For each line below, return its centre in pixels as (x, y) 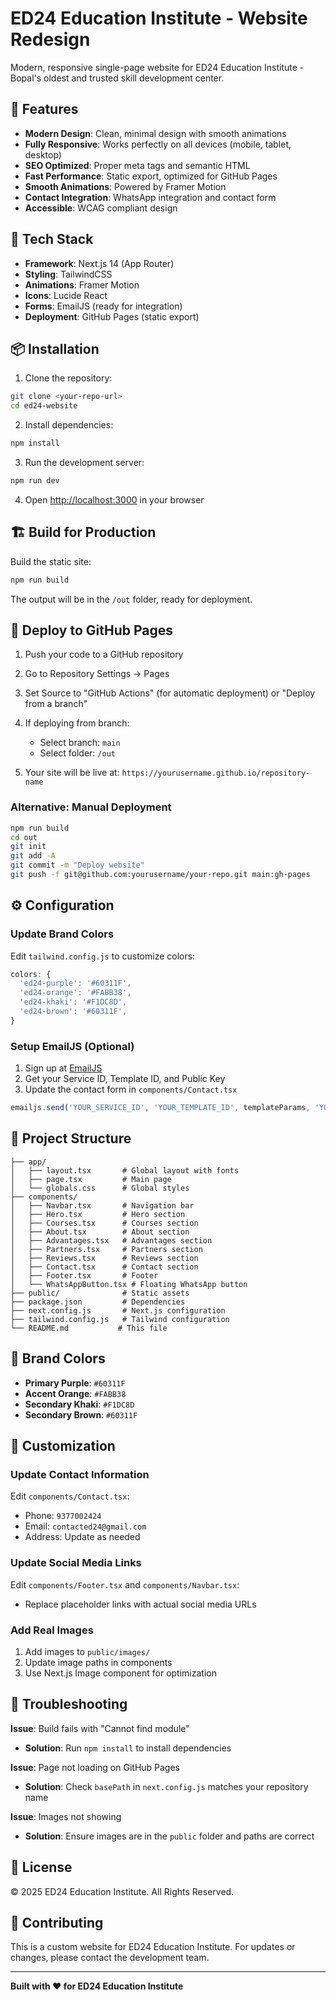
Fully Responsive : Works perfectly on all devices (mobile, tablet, (158, 144)
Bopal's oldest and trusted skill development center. (117, 78)
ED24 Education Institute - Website (159, 18)
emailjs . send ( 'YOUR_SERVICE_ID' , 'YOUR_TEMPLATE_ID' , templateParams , (160, 1108)
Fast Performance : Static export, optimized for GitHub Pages (151, 176)
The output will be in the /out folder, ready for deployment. (131, 599)
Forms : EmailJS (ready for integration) (103, 306)
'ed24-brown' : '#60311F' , (73, 1012)
